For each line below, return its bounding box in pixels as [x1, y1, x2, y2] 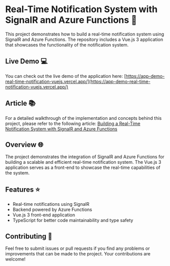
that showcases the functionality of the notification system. [5, 41, 129, 48]
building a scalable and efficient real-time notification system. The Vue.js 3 [5, 159, 161, 165]
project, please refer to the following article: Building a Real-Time [5, 120, 141, 126]
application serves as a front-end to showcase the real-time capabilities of [5, 164, 160, 170]
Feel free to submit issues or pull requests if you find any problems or [5, 245, 150, 251]
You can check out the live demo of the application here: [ [5, 73, 126, 79]
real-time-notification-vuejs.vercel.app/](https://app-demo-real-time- [5, 78, 151, 84]
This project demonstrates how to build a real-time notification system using [5, 31, 164, 37]
